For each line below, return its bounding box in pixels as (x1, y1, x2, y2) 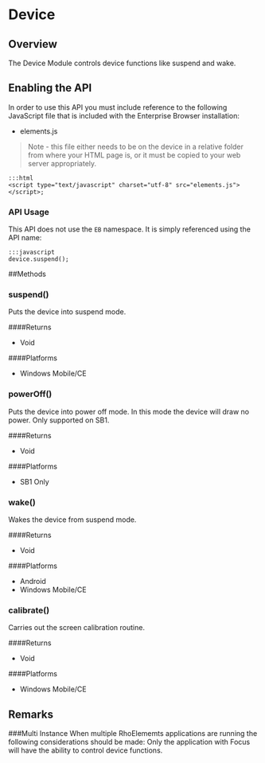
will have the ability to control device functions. (8, 745, 163, 755)
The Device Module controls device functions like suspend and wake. (8, 58, 236, 68)
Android (19, 577, 46, 586)
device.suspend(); (8, 255, 69, 263)
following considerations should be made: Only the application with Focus (8, 738, 251, 747)
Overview (8, 37, 58, 51)
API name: (8, 233, 42, 243)
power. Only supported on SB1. (8, 415, 110, 425)
